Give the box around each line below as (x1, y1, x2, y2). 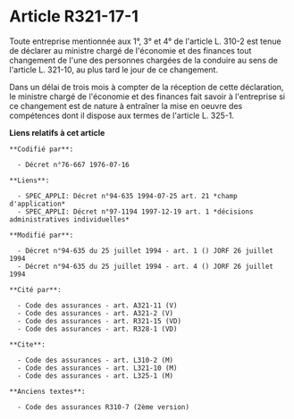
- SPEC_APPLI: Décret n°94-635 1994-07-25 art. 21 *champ (17, 191, 239, 200)
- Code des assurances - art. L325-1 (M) (17, 371, 174, 381)
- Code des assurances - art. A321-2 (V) (17, 308, 174, 318)
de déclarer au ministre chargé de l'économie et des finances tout (9, 45, 252, 55)
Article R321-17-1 (9, 6, 139, 27)
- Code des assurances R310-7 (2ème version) (17, 402, 190, 412)
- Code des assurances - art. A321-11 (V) (17, 301, 178, 310)
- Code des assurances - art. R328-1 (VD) (17, 324, 178, 333)
